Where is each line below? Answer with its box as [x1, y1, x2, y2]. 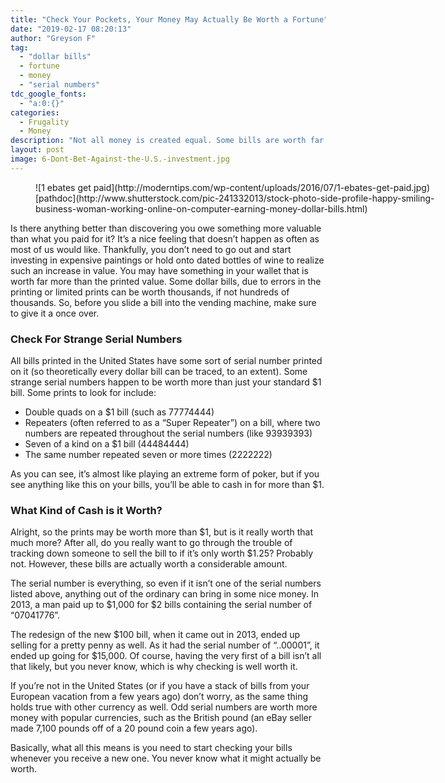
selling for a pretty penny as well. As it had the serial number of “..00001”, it [10, 639, 320, 651]
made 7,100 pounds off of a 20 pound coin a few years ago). [10, 722, 258, 735]
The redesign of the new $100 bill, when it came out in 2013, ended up [10, 629, 301, 641]
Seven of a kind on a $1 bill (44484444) [24, 438, 190, 450]
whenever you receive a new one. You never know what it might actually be [10, 752, 322, 765]
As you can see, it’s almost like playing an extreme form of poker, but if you [10, 468, 320, 480]
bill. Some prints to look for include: [10, 387, 157, 399]
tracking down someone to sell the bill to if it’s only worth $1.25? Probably [10, 547, 314, 560]
